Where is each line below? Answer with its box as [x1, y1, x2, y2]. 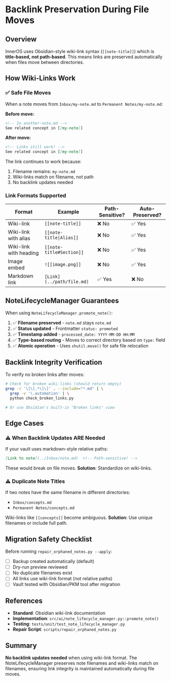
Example [58, 208, 79, 216]
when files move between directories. [5, 59, 84, 65]
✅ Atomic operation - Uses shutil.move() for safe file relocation [12, 343, 149, 349]
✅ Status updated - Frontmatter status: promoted [12, 325, 118, 332]
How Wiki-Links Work [5, 74, 76, 83]
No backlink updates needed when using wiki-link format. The [5, 655, 137, 661]
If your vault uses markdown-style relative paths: [5, 446, 108, 452]
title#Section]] [44, 249, 84, 255]
